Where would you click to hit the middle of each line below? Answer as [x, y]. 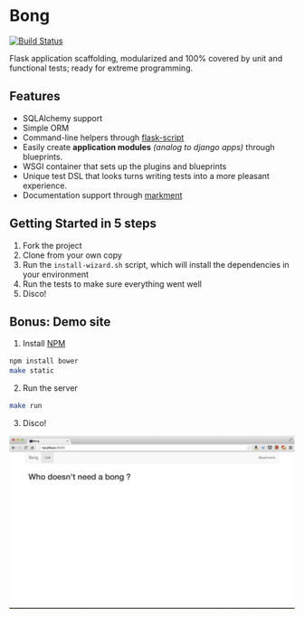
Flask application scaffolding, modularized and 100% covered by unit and [146, 58]
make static [32, 371]
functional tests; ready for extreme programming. [101, 68]
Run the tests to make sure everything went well [112, 284]
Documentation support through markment [102, 195]
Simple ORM [46, 128]
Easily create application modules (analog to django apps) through [148, 147]
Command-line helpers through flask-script [103, 138]
